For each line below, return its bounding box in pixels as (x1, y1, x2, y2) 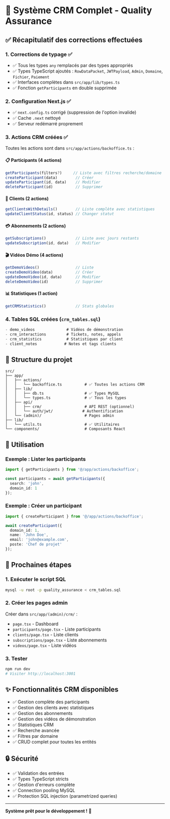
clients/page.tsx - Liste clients (12, 631, 78, 637)
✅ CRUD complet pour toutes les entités (12, 738, 97, 745)
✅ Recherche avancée (12, 727, 60, 733)
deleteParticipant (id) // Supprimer (5, 185, 103, 190)
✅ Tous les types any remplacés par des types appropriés (12, 62, 133, 68)
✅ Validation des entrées (12, 770, 65, 776)
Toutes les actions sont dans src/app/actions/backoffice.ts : (5, 145, 135, 151)
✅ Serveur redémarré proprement (12, 121, 83, 127)
